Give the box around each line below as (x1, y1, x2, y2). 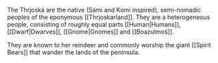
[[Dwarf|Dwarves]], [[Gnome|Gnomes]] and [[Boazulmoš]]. (7, 27, 174, 36)
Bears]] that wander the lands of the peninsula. (7, 48, 141, 56)
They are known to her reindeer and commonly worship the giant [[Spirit (7, 41, 211, 49)
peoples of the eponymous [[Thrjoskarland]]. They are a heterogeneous (7, 13, 210, 21)
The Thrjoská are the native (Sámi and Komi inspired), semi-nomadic (7, 6, 201, 14)
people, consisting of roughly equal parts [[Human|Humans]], (7, 21, 181, 28)
